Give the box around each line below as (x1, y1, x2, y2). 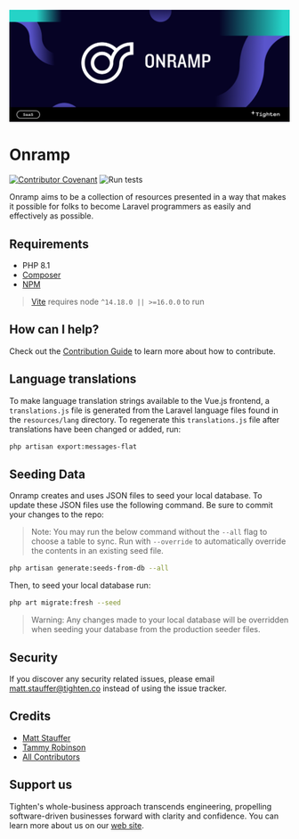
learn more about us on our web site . (9, 819, 145, 830)
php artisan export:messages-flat (9, 442, 138, 451)
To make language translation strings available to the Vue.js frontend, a (9, 395, 270, 406)
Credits (9, 709, 52, 724)
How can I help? (9, 322, 100, 337)
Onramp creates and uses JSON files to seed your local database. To (9, 490, 263, 501)
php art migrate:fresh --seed (9, 598, 122, 607)
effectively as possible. (9, 210, 94, 221)
